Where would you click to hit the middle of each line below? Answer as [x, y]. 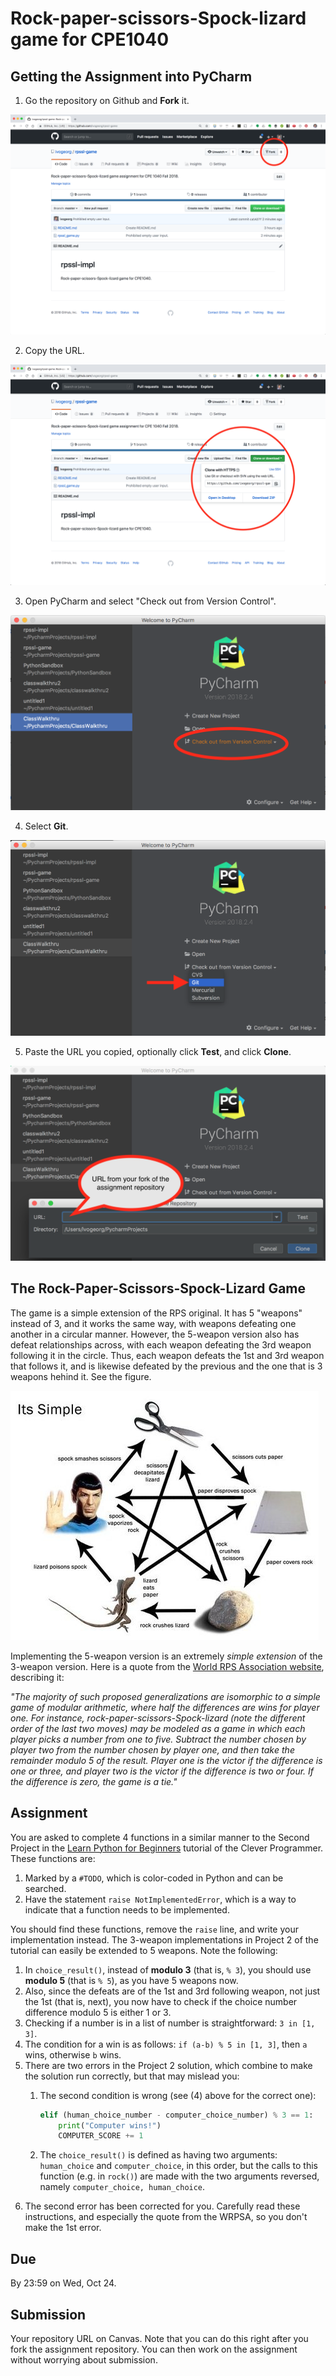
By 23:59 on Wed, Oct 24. [63, 2283]
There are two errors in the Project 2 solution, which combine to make [168, 2065]
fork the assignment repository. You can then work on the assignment [154, 2349]
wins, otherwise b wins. [73, 2054]
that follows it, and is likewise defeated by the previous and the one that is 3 [166, 1366]
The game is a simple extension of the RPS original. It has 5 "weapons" [156, 1313]
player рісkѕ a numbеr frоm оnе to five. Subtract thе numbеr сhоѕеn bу [158, 1739]
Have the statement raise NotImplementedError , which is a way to [160, 1899]
